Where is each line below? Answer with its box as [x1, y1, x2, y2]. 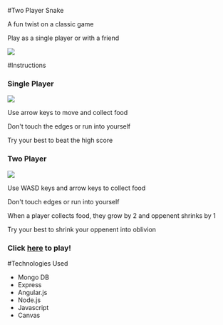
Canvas [17, 311, 41, 319]
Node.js [17, 296, 41, 304]
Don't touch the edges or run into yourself [7, 122, 131, 131]
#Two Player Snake [7, 6, 64, 14]
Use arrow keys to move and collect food [7, 109, 128, 117]
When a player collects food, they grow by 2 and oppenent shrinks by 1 [7, 211, 216, 220]
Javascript [17, 303, 49, 311]
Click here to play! [7, 243, 71, 253]
